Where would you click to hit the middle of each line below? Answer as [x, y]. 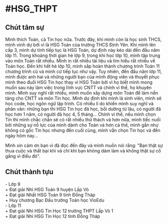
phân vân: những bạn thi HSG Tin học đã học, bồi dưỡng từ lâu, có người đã [83, 109]
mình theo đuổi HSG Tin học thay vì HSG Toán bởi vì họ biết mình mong [79, 82]
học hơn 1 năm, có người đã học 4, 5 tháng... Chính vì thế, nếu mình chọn [81, 114]
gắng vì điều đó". [23, 156]
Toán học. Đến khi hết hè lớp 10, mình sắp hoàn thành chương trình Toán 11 [82, 66]
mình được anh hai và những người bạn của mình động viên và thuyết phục [82, 77]
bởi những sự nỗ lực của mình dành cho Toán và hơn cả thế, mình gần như [82, 125]
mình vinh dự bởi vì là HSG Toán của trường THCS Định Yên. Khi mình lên [80, 45]
